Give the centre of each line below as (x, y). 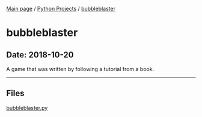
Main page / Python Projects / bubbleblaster (61, 9)
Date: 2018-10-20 (40, 55)
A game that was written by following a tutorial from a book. (80, 69)
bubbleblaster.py (27, 107)
